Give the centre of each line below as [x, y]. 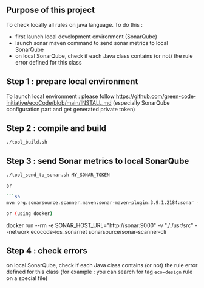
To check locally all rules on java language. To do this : [74, 24]
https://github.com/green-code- [156, 96]
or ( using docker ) [29, 213]
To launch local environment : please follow [60, 96]
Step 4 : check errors [47, 251]
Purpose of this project [51, 10]
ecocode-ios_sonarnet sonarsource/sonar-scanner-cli [98, 231]
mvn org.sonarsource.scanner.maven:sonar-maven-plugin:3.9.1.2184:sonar [100, 202]
